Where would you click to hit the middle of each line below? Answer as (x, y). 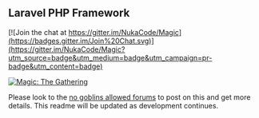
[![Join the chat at (38, 32)
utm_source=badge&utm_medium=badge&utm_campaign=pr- (110, 57)
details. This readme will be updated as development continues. (113, 105)
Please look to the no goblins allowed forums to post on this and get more (129, 97)
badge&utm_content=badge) (56, 66)
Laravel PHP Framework (69, 13)
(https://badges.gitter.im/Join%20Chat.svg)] (81, 41)
